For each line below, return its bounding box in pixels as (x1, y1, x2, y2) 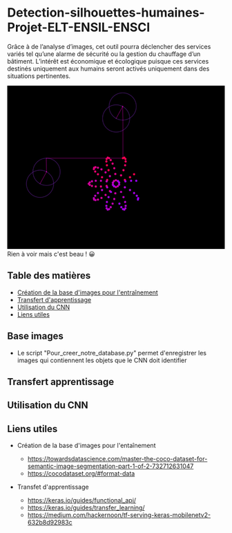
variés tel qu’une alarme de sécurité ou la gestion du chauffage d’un (7, 50, 201, 58)
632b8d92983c (27, 518, 72, 527)
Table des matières (7, 270, 91, 281)
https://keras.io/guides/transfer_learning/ (27, 503, 145, 512)
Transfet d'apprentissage (17, 483, 89, 492)
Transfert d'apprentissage (17, 295, 92, 303)
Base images (7, 330, 64, 342)
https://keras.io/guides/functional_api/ (27, 496, 137, 505)
